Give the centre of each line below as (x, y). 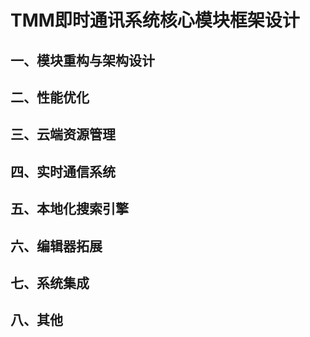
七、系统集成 (50, 282)
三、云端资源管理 (63, 134)
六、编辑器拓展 (56, 246)
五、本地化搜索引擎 (69, 209)
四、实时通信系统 (63, 171)
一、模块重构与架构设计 (82, 60)
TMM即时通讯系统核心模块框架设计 (155, 20)
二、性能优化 (50, 97)
